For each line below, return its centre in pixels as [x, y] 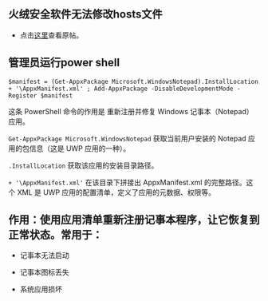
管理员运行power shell [64, 63]
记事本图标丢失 [44, 272]
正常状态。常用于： [55, 235]
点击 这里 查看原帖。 [51, 35]
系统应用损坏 [41, 289]
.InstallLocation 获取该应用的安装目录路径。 [83, 165]
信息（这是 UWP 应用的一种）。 [80, 148]
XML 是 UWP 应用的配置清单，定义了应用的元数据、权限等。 [116, 192]
